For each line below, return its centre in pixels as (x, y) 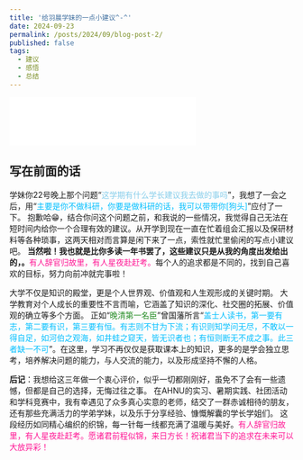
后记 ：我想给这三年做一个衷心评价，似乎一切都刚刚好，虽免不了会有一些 (143, 379)
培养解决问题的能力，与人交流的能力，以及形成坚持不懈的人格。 (143, 360)
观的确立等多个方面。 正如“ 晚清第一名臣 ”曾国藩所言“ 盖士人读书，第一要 (142, 315)
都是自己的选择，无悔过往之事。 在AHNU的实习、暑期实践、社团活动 (160, 390)
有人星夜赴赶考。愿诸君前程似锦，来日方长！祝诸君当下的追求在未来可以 (159, 435)
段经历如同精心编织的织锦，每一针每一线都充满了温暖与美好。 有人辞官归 (143, 424)
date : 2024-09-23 (42, 26)
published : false (42, 43)
